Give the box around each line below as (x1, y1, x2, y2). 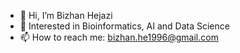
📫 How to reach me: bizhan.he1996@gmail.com (19, 31, 219, 43)
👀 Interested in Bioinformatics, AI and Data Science (19, 20, 230, 32)
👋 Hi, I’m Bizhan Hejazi (19, 10, 113, 21)
